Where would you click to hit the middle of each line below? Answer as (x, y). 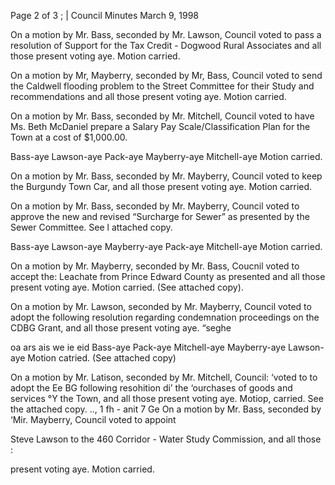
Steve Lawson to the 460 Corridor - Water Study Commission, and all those (166, 439)
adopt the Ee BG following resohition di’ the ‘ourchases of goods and (151, 388)
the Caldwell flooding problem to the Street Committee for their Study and (162, 86)
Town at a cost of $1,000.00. (69, 137)
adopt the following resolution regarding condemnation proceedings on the (165, 317)
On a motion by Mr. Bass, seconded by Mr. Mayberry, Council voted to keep (166, 176)
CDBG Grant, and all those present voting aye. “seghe (121, 328)
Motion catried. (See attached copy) (102, 358)
